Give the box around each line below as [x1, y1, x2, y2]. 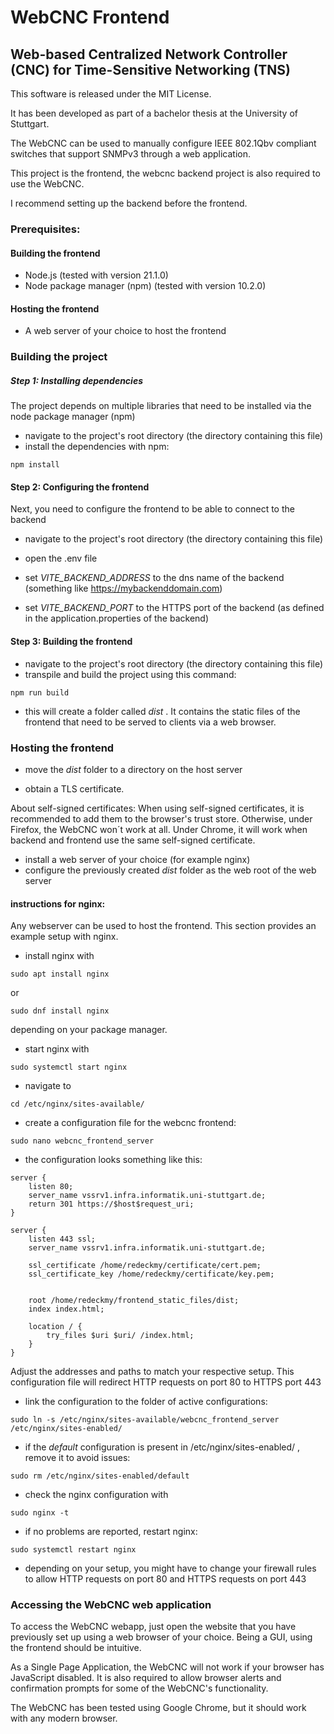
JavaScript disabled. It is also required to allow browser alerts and [10, 1672, 282, 1684]
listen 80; [28, 1182, 74, 1192]
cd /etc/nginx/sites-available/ [10, 1099, 145, 1110]
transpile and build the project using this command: [24, 668, 237, 680]
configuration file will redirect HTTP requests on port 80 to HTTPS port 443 [10, 1376, 322, 1388]
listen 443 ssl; [28, 1234, 97, 1245]
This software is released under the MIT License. [10, 88, 212, 100]
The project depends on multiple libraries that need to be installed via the [10, 400, 312, 412]
